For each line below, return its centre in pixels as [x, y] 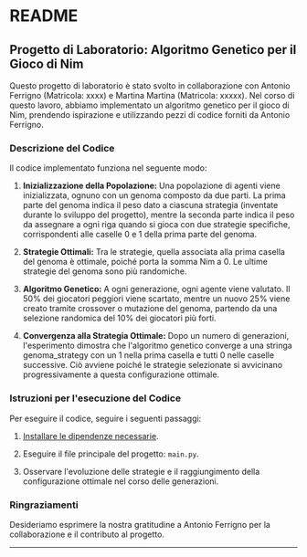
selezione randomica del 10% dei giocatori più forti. [119, 318]
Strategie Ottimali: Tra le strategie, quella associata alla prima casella [154, 252]
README [44, 16]
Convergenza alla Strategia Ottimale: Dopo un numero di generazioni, [156, 336]
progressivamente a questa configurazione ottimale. [121, 374]
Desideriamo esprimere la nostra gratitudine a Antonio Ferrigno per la [140, 524]
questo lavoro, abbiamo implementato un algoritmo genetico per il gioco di [149, 105]
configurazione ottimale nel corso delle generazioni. [121, 481]
